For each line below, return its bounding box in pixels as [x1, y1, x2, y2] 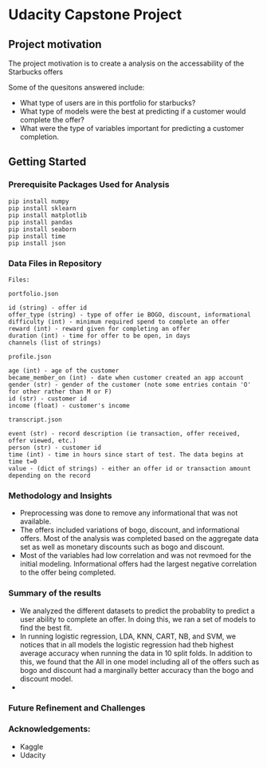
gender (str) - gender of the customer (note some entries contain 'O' [8, 380, 251, 388]
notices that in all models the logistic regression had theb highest [19, 639, 234, 649]
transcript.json [8, 416, 62, 424]
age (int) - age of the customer [8, 366, 120, 375]
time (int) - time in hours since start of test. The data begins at [8, 450, 245, 459]
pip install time [8, 232, 66, 241]
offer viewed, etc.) [8, 436, 77, 444]
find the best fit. [19, 623, 73, 632]
